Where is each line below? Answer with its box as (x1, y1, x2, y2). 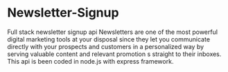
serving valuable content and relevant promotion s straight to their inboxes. (7, 50, 222, 58)
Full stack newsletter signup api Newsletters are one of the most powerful (7, 28, 218, 36)
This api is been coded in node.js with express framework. (7, 57, 174, 65)
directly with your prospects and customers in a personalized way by (7, 42, 204, 51)
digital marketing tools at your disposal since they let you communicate (7, 35, 210, 43)
